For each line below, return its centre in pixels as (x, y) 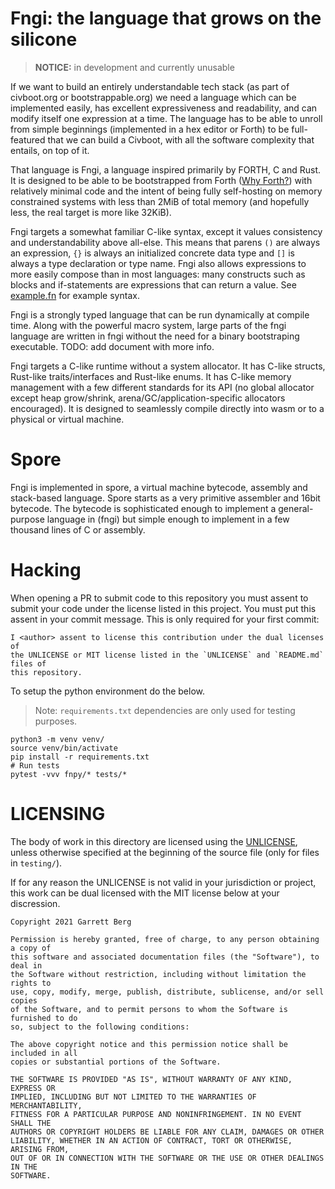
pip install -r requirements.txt (80, 757)
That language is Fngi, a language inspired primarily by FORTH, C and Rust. (166, 169)
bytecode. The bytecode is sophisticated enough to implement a (143, 508)
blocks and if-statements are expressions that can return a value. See (153, 284)
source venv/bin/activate (64, 748)
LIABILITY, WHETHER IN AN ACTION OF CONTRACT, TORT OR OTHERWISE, (151, 1140)
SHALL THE (31, 1123)
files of (28, 663)
